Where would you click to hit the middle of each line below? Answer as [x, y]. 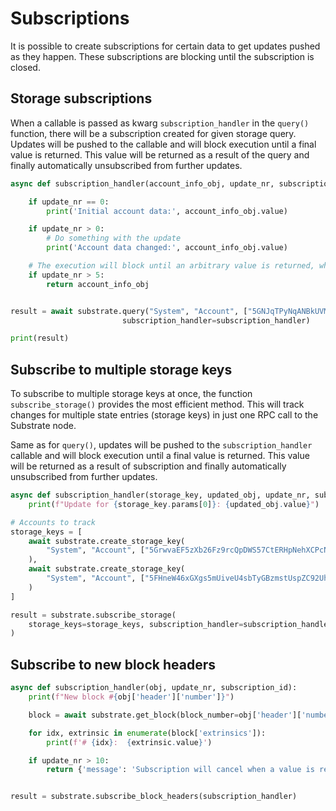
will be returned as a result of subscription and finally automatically [148, 466]
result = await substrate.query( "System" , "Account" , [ [129, 311]
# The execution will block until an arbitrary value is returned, [171, 266]
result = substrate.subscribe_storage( [93, 615]
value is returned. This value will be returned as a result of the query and [160, 154]
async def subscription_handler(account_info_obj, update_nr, [142, 183]
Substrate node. [43, 426]
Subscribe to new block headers [113, 664]
